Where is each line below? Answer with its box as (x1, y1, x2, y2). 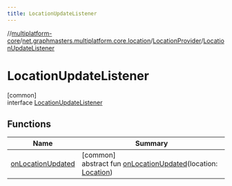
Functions (7, 118, 52, 130)
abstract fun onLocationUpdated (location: (81, 159, 218, 169)
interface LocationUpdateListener (7, 98, 103, 106)
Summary (135, 139, 168, 149)
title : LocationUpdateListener (7, 10, 97, 17)
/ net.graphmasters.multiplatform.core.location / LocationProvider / (19, 36, 204, 45)
